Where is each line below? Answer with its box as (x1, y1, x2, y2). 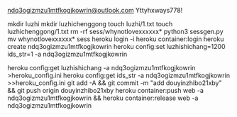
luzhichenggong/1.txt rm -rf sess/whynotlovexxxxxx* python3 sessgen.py (7, 28, 224, 35)
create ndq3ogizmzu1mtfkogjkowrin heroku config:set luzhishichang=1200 (7, 43, 226, 50)
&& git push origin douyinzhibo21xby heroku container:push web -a (7, 87, 204, 94)
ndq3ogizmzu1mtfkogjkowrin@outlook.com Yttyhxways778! (7, 6, 183, 14)
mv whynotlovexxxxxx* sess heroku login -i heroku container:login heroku (7, 35, 224, 43)
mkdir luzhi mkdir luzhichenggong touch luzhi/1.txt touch (7, 20, 173, 28)
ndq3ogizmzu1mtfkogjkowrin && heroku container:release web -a (7, 94, 199, 102)
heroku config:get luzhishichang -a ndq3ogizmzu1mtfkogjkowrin (7, 64, 196, 72)
